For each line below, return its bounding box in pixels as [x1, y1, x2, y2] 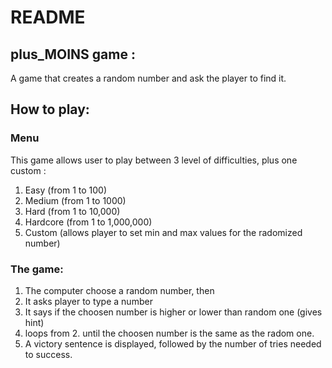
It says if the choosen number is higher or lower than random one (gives [24, 306, 323, 318]
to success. [24, 348, 73, 360]
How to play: [10, 101, 90, 118]
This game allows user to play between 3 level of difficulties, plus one [10, 154, 298, 166]
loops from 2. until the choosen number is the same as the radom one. [24, 327, 315, 339]
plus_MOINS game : [10, 46, 136, 63]
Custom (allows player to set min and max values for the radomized [24, 226, 303, 238]
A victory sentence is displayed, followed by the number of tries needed [24, 337, 322, 350]
